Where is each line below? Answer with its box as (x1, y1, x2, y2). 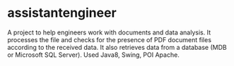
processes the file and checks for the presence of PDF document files (7, 35, 212, 44)
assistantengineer (7, 5, 117, 21)
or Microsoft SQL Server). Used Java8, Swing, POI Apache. (7, 51, 180, 59)
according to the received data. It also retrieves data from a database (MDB (7, 43, 228, 51)
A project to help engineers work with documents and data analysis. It (7, 28, 211, 37)
